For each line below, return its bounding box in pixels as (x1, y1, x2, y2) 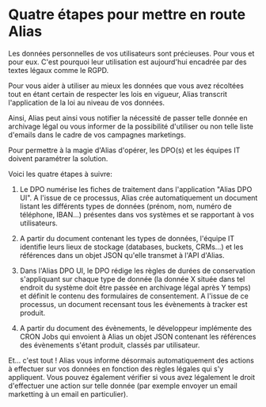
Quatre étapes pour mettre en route (8, 6, 246, 24)
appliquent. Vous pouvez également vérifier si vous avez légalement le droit (8, 372, 256, 382)
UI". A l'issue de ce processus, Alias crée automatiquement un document (19, 193, 258, 202)
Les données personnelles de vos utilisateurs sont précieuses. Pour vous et (8, 48, 255, 58)
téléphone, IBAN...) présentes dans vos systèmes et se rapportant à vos (19, 209, 255, 219)
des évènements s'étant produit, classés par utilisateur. (19, 340, 200, 350)
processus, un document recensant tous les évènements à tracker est (19, 299, 248, 309)
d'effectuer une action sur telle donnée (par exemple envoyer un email (8, 381, 237, 390)
